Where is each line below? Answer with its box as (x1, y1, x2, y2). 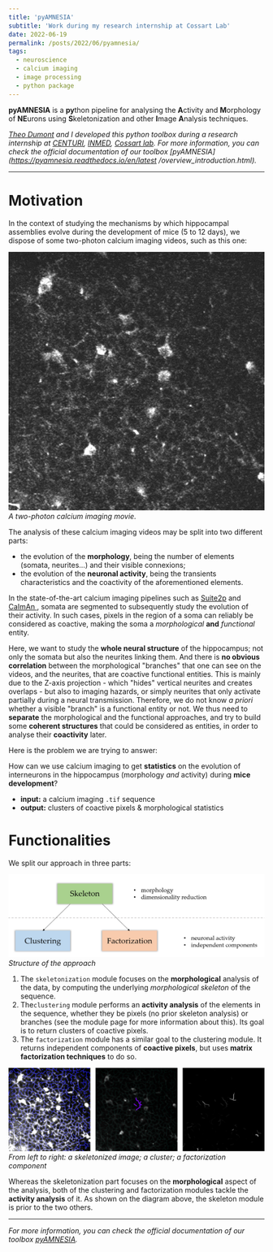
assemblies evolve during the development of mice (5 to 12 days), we (8, 227, 240, 236)
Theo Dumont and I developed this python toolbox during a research (8, 129, 238, 139)
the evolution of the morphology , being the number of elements (19, 551, 235, 561)
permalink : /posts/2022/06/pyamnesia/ (8, 39, 140, 47)
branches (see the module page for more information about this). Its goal (19, 1017, 265, 1027)
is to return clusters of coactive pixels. (19, 1026, 149, 1036)
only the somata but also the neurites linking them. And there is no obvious (8, 652, 260, 661)
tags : (8, 47, 27, 56)
